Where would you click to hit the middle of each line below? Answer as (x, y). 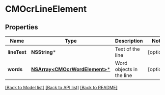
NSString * (44, 52)
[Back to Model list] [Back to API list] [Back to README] (61, 87)
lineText (17, 52)
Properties (22, 27)
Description (129, 41)
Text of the (127, 49)
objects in (126, 69)
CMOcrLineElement (46, 9)
